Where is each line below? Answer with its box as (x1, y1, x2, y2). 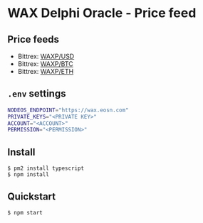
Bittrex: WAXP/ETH (17, 67, 74, 75)
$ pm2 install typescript (7, 165, 84, 172)
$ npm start (7, 209, 43, 216)
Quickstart (7, 190, 56, 202)
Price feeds (7, 33, 59, 45)
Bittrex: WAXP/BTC (17, 60, 73, 68)
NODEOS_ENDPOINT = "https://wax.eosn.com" (7, 107, 130, 114)
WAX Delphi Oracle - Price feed (7, 5, 197, 21)
